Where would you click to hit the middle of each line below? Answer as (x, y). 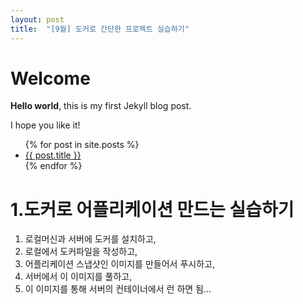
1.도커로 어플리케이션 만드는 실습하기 (152, 209)
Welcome (50, 78)
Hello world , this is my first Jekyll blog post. (101, 106)
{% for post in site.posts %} (82, 145)
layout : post (37, 19)
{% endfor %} (53, 166)
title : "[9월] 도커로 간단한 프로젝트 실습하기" (100, 29)
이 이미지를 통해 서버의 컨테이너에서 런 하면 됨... (118, 289)
